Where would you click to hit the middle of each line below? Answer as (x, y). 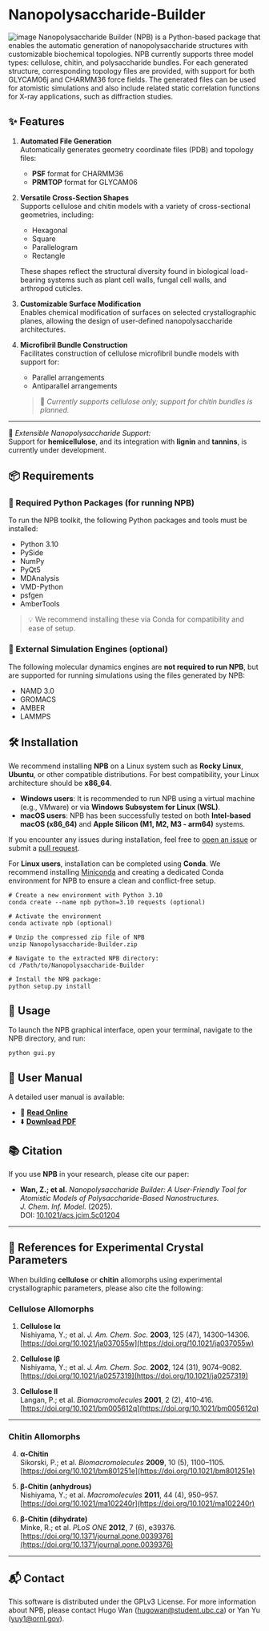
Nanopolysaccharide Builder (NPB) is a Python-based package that (150, 37)
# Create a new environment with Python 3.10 (85, 895)
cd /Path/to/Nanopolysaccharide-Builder (77, 965)
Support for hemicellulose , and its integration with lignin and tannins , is (128, 441)
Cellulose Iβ (40, 1359)
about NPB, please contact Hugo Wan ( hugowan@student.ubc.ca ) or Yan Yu (134, 1610)
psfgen (32, 595)
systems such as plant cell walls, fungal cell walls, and (137, 280)
